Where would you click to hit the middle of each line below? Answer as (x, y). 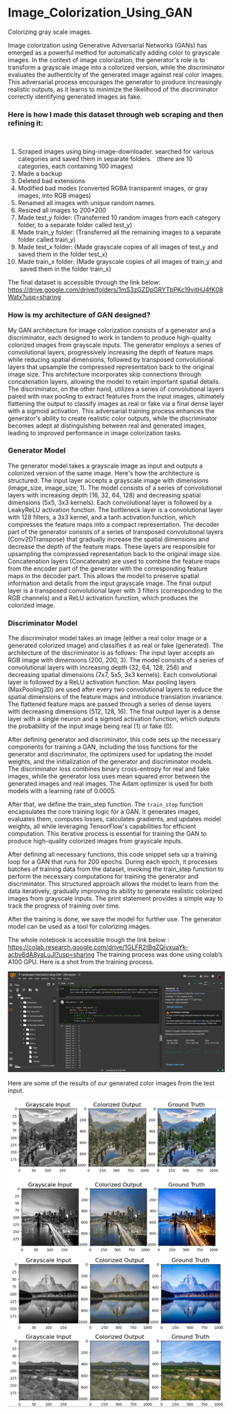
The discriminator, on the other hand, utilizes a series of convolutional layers (116, 389)
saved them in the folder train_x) (65, 269)
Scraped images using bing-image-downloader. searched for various (116, 152)
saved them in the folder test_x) (63, 254)
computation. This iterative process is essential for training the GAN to (107, 834)
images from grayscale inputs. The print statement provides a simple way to (115, 899)
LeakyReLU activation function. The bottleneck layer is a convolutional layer (115, 510)
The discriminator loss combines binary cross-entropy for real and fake (109, 769)
